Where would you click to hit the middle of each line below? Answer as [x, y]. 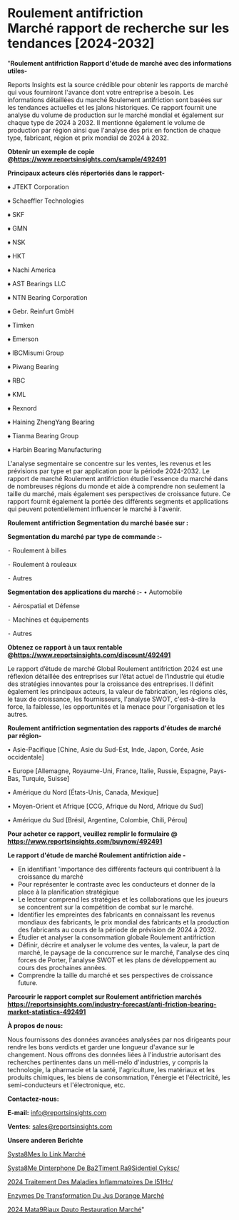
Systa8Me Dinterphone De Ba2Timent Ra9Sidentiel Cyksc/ [93, 1168]
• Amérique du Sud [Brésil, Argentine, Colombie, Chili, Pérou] [97, 820]
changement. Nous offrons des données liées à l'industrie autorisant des [114, 1054]
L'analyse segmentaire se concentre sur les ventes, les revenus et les [110, 463]
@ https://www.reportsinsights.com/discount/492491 [89, 655]
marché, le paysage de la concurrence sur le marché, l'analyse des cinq [123, 952]
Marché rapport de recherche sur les [118, 28]
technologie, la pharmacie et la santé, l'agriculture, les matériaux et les [111, 1069]
